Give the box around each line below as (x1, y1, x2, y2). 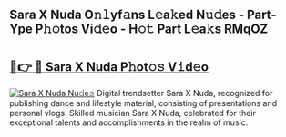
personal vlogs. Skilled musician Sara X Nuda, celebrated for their (9, 108, 257, 118)
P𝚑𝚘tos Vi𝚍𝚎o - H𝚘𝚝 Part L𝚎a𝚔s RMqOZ (35, 22, 269, 37)
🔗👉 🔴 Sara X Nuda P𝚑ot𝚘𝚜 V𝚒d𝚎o (9, 59, 209, 74)
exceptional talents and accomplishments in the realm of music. (9, 117, 249, 128)
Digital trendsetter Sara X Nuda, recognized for (97, 88, 273, 98)
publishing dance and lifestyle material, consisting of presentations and (9, 98, 278, 108)
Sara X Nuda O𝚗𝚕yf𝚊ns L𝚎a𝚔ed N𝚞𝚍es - (9, 7, 245, 23)
